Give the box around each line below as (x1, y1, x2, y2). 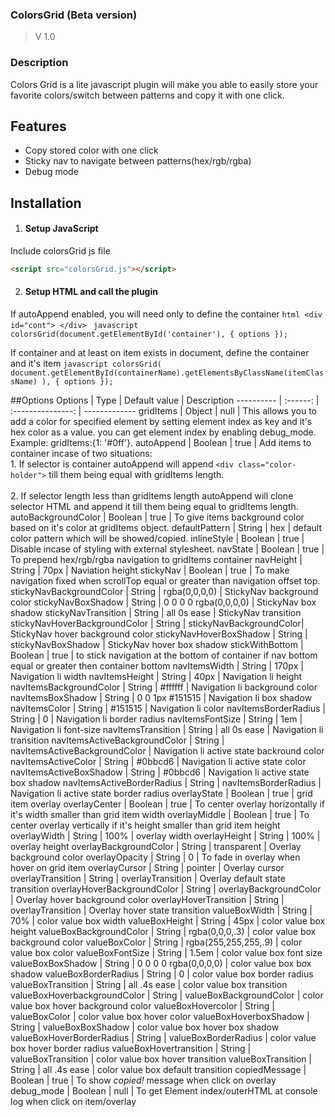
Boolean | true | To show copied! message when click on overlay (10, 1074, 277, 1087)
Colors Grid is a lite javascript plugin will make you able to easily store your (10, 78, 319, 90)
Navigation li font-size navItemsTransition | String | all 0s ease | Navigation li (10, 724, 324, 736)
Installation (10, 194, 82, 212)
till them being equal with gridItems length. (48, 469, 225, 481)
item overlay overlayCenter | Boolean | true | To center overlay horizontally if (10, 798, 326, 810)
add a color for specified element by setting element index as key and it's (10, 416, 313, 428)
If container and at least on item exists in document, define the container (10, 347, 310, 359)
